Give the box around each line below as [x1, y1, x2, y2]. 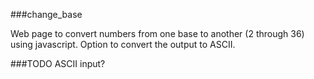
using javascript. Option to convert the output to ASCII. [10, 39, 236, 50]
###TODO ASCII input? [10, 58, 106, 69]
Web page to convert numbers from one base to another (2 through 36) [10, 28, 305, 39]
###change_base [10, 9, 83, 20]
